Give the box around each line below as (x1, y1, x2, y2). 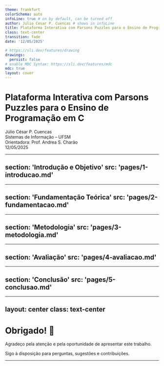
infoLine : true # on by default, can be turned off (5, 16, 112, 21)
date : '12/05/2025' (5, 39, 45, 44)
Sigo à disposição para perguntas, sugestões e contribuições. (5, 351, 130, 357)
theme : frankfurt (5, 7, 41, 12)
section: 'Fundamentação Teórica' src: (5, 193, 125, 201)
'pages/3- (90, 223, 122, 231)
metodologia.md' (5, 231, 59, 239)
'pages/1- (118, 163, 148, 171)
